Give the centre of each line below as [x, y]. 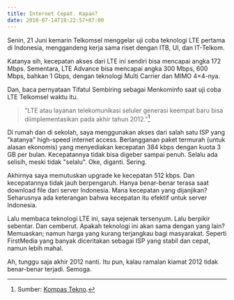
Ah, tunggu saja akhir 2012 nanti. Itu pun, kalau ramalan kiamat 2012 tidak [112, 262]
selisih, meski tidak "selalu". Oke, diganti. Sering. [77, 162]
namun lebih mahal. [36, 248]
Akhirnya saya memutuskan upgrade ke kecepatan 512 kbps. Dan [101, 176]
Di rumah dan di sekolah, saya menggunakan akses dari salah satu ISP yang [116, 133]
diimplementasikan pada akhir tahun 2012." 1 [87, 118]
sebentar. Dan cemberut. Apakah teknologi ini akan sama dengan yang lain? [116, 226]
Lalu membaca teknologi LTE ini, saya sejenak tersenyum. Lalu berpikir [109, 219]
